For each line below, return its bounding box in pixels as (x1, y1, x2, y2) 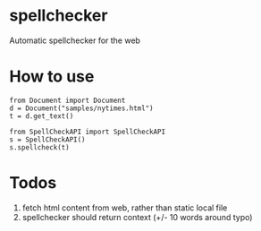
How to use (9, 66, 95, 87)
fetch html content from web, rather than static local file (21, 202, 228, 213)
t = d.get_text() (9, 111, 74, 121)
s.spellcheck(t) (9, 142, 70, 152)
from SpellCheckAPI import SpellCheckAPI (9, 127, 166, 136)
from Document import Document (9, 96, 126, 105)
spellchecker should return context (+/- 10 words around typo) (21, 211, 253, 222)
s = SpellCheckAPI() (9, 135, 87, 144)
